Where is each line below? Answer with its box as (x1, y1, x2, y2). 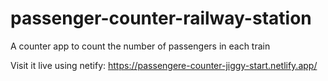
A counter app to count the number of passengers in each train (10, 40, 271, 52)
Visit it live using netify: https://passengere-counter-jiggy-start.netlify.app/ (10, 59, 318, 71)
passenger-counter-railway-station (10, 7, 312, 30)
